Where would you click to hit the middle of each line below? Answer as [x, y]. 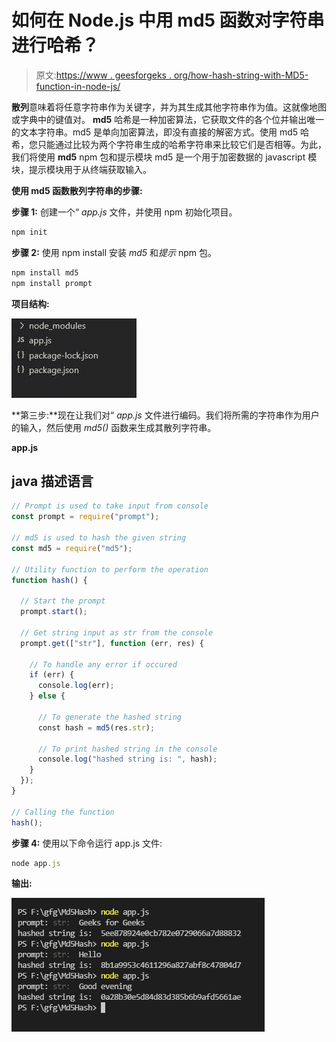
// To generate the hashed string [110, 717]
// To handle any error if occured [103, 664]
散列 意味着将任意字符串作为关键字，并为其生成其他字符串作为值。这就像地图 [169, 107]
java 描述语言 [52, 481]
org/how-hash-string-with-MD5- [241, 75]
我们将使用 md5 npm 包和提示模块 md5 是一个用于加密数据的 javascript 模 [164, 157]
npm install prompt [52, 283]
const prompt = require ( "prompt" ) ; [85, 517]
